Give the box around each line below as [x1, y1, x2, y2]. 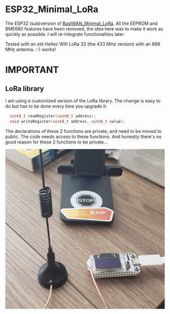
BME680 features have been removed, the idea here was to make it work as [5, 25, 163, 31]
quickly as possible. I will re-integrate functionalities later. [5, 31, 125, 37]
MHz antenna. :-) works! [5, 46, 56, 52]
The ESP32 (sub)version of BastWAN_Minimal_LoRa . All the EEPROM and [5, 20, 158, 26]
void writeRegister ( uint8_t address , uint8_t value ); [10, 119, 125, 124]
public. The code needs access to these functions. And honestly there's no [5, 133, 162, 139]
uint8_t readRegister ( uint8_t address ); [10, 113, 96, 119]
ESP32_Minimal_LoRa [5, 4, 99, 15]
